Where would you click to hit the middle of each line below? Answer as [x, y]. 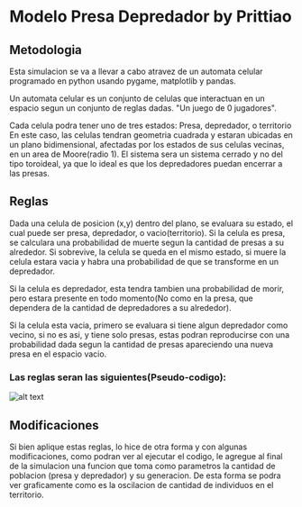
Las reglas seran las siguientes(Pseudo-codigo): [118, 377]
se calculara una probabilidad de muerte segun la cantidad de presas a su [146, 242]
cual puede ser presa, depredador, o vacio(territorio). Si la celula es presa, [147, 232]
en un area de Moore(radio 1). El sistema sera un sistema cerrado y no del [146, 154]
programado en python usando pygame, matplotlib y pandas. [123, 81]
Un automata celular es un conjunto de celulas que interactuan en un [137, 98]
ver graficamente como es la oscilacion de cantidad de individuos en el [142, 484]
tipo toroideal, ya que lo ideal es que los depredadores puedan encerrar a [146, 163]
